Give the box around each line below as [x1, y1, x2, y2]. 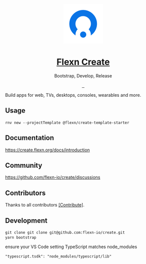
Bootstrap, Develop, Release [54, 72, 112, 78]
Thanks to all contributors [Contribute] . [5, 202, 85, 208]
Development [5, 216, 48, 225]
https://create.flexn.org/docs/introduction [5, 147, 90, 153]
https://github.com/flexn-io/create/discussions [5, 174, 100, 180]
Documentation [5, 133, 54, 142]
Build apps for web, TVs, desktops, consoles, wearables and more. [5, 92, 142, 98]
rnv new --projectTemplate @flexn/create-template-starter [5, 120, 130, 125]
